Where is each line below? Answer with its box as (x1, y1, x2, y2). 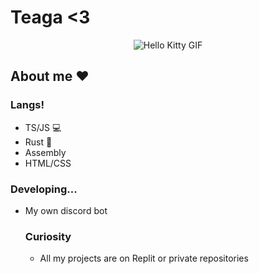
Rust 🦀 (24, 136, 53, 148)
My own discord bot (24, 204, 108, 216)
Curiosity (24, 229, 72, 243)
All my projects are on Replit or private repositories (39, 252, 249, 265)
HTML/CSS (24, 157, 72, 169)
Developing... (10, 182, 78, 196)
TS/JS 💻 (24, 121, 62, 133)
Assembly (24, 146, 67, 158)
